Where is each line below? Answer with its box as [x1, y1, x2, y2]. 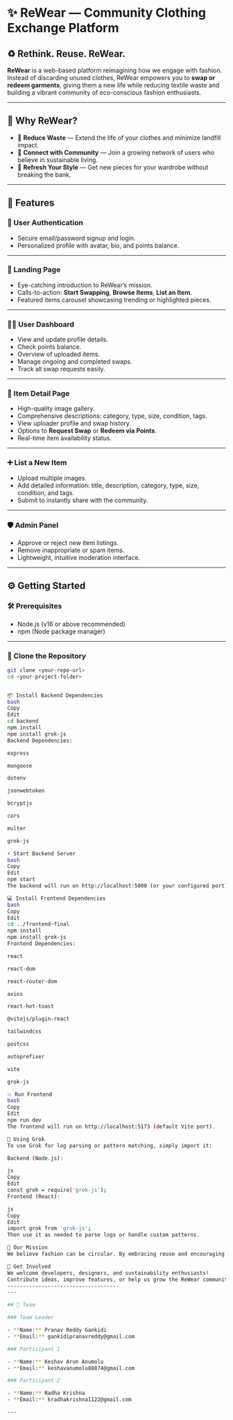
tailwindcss [7, 1028, 42, 1035]
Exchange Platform [7, 20, 119, 36]
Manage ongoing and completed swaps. [17, 357, 133, 366]
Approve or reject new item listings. [17, 538, 119, 547]
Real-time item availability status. [17, 434, 112, 442]
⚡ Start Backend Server [7, 850, 76, 857]
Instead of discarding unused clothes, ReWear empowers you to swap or [7, 74, 216, 81]
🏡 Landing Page [7, 265, 61, 275]
